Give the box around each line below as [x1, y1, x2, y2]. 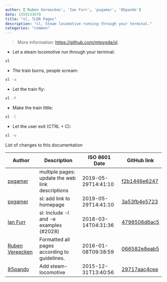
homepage [39, 201, 65, 208]
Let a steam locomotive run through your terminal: [12, 49, 115, 55]
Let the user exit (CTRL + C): [12, 123, 71, 129]
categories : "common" [5, 26, 50, 31]
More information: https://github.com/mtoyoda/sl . [17, 39, 119, 45]
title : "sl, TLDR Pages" [5, 16, 57, 21]
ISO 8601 [87, 153, 111, 160]
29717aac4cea [121, 266, 158, 273]
